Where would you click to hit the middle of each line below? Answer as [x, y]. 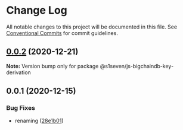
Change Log [37, 10]
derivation [18, 72]
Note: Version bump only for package [52, 66]
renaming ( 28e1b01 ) [39, 121]
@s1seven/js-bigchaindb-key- [137, 66]
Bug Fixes [21, 108]
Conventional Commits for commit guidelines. [62, 33]
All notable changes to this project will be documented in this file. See [92, 27]
